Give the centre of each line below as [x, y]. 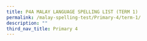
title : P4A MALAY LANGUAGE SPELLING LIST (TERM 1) [72, 12]
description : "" [27, 23]
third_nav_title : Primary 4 [42, 29]
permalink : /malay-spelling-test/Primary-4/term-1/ [73, 17]
